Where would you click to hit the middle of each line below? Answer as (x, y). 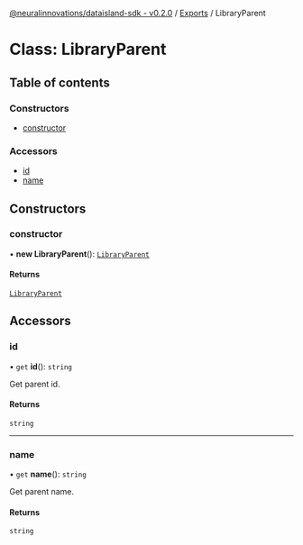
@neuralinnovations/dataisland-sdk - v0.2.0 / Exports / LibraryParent (138, 13)
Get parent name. (42, 492)
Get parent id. (35, 384)
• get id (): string (41, 366)
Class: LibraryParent (88, 50)
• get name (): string (48, 474)
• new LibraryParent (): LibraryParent (80, 254)
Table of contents (60, 82)
